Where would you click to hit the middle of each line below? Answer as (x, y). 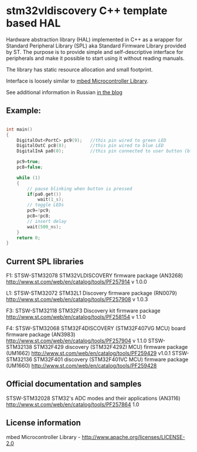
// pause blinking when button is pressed (80, 189)
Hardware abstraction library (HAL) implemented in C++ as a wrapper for (94, 39)
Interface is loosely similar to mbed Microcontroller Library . (77, 81)
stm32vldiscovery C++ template (87, 11)
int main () (19, 129)
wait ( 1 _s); (51, 200)
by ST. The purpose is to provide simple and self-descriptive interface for (95, 52)
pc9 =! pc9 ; (39, 210)
